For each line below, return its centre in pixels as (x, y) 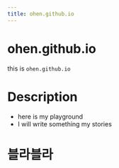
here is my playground (50, 116)
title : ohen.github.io (41, 14)
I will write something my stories (64, 124)
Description (42, 97)
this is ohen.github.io (39, 68)
